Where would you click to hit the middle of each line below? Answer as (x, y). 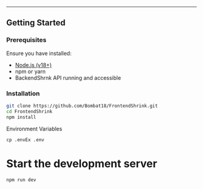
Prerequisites (26, 40)
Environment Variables (34, 129)
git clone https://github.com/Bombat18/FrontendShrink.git (82, 106)
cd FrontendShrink (29, 111)
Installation (23, 93)
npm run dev (21, 180)
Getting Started (36, 23)
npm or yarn (30, 71)
